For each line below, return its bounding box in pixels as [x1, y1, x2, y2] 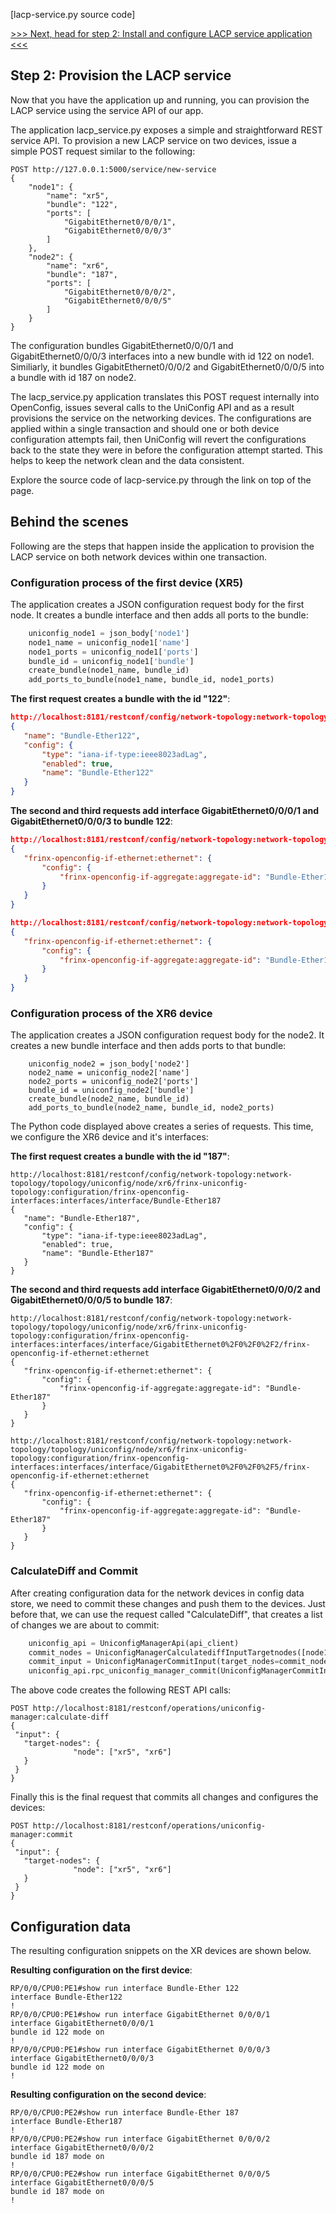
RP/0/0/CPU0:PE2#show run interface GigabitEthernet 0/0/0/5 [10, 2169, 271, 2179]
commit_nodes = [28, 1647, 92, 1658]
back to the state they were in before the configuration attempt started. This [10, 444, 323, 456]
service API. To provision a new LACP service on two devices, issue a [10, 134, 297, 146]
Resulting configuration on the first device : [10, 1964, 193, 1976]
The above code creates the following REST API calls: [10, 1684, 232, 1696]
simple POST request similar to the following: [10, 145, 196, 157]
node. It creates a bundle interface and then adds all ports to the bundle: [10, 609, 309, 621]
